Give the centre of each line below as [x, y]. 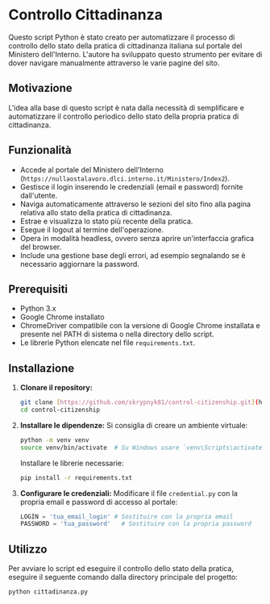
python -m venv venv [54, 440]
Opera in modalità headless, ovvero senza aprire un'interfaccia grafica [137, 238]
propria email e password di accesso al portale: [99, 502]
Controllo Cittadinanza [85, 15]
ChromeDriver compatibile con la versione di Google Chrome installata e [140, 326]
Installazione [42, 368]
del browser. [41, 247]
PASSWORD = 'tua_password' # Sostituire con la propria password [136, 524]
